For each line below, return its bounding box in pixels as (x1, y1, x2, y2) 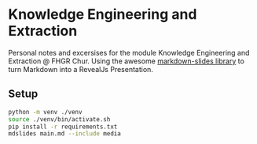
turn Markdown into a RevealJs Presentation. (8, 64, 153, 74)
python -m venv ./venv (8, 108, 83, 116)
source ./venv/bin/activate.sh (8, 115, 111, 123)
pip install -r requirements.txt (8, 123, 118, 131)
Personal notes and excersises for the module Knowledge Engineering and (8, 48, 250, 57)
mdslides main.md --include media (8, 130, 122, 138)
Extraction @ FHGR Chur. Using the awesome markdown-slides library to (8, 56, 245, 66)
